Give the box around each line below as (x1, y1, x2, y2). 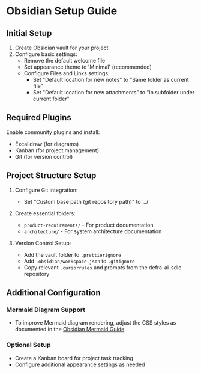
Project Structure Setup (6, 170, 97, 181)
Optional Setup (6, 341, 51, 349)
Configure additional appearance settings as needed (14, 361, 145, 368)
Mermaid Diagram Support (6, 305, 86, 314)
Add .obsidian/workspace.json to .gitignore (23, 257, 135, 265)
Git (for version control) (14, 153, 73, 160)
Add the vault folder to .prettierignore (23, 251, 122, 258)
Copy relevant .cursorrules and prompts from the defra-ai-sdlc (23, 263, 182, 271)
